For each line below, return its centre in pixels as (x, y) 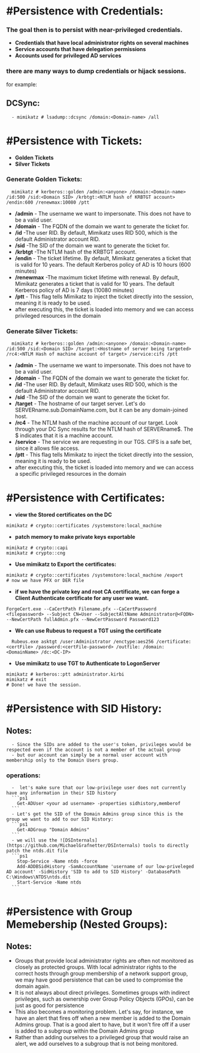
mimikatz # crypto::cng (36, 553)
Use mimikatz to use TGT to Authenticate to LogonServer (87, 663)
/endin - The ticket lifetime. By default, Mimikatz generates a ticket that (103, 258)
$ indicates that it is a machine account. (64, 435)
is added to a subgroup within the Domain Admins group (84, 1031)
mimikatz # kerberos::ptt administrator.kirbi (65, 675)
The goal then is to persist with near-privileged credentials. (94, 30)
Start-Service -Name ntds (49, 882)
